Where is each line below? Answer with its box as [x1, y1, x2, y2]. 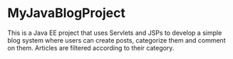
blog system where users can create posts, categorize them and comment [7, 36, 226, 44]
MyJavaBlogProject [7, 5, 126, 21]
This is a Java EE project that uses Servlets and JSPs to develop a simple [7, 28, 222, 37]
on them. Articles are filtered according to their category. [7, 43, 175, 52]
